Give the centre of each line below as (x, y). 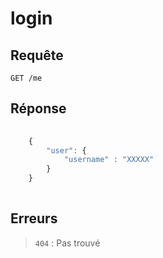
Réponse (38, 108)
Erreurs (34, 218)
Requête (37, 55)
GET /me (26, 78)
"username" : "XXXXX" (109, 160)
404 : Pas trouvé (67, 243)
